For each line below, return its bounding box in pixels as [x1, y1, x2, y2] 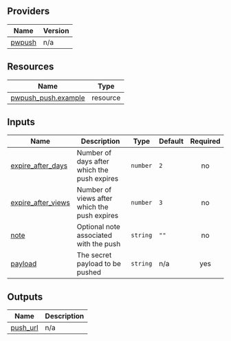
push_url [10, 323, 39, 333]
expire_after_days [10, 161, 67, 170]
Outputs [7, 291, 43, 302]
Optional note [76, 222, 120, 232]
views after [76, 194, 113, 203]
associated [76, 230, 112, 240]
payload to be [76, 259, 122, 269]
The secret [76, 250, 112, 260]
